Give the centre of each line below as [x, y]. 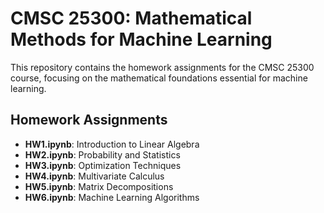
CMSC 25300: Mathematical [131, 18]
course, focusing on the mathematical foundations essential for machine [159, 78]
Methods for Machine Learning [141, 39]
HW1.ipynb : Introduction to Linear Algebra [112, 144]
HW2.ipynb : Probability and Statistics [102, 154]
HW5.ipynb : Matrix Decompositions [99, 186]
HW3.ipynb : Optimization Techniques [103, 165]
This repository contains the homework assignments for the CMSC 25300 [162, 67]
